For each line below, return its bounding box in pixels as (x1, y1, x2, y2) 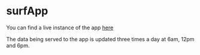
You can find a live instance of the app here (6, 24, 114, 31)
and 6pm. (6, 42, 30, 49)
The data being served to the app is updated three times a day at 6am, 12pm (6, 35, 195, 42)
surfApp (6, 4, 49, 18)
